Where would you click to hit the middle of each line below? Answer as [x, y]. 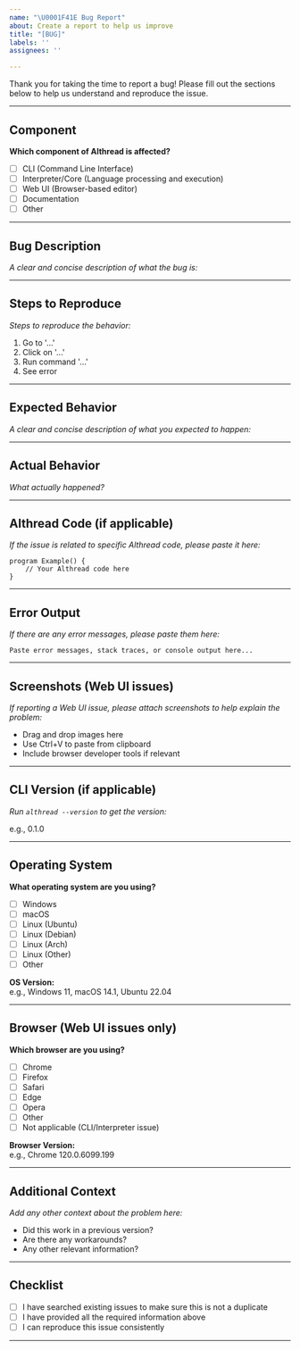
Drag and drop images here [72, 734]
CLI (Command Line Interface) [78, 168]
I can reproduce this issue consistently [93, 1327]
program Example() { [48, 562]
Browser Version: [42, 1146]
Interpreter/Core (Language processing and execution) [123, 179]
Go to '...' [38, 342]
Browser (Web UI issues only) [93, 1028]
